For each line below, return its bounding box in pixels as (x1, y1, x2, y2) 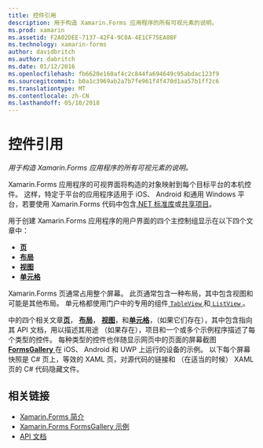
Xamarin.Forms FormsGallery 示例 (19, 421, 130, 431)
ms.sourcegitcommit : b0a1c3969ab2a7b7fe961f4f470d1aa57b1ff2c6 (8, 77, 220, 85)
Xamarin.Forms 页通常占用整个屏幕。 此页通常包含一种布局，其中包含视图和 (8, 288, 254, 299)
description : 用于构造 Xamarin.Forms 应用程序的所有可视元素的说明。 (8, 19, 218, 27)
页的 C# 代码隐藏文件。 (8, 365, 84, 374)
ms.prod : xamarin (8, 26, 65, 34)
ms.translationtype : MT (8, 84, 86, 93)
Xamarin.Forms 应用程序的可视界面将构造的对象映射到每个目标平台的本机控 (8, 180, 252, 189)
